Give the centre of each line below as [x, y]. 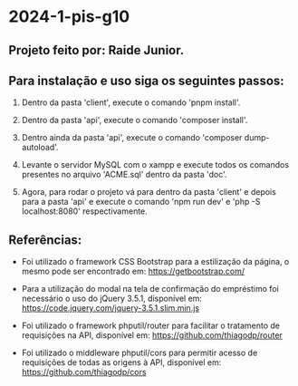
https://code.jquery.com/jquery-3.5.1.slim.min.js [111, 308]
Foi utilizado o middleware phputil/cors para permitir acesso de [139, 353]
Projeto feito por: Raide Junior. [96, 50]
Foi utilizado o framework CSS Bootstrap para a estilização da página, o [155, 262]
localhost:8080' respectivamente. [85, 211]
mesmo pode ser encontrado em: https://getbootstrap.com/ [133, 271]
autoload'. [40, 148]
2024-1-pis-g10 [69, 17]
